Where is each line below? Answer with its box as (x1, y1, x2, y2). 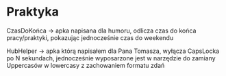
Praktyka (6, 4, 59, 20)
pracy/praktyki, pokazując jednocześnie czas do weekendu (6, 33, 174, 41)
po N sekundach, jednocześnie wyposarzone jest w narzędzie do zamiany (6, 54, 216, 62)
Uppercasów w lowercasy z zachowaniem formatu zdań (6, 61, 165, 69)
